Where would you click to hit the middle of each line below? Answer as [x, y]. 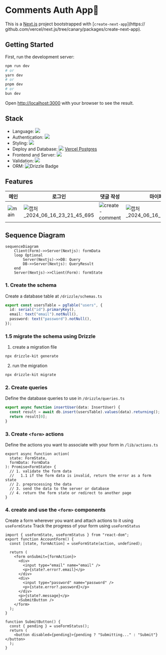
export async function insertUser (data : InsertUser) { [63, 407]
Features [19, 182]
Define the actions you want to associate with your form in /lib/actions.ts [82, 445]
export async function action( [37, 454]
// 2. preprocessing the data [41, 484]
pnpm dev [14, 84]
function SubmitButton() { [33, 622]
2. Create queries [26, 387]
